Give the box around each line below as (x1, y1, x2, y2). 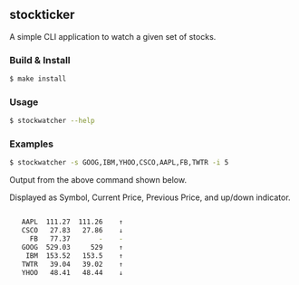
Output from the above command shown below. (9, 175, 188, 185)
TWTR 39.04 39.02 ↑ (21, 260, 124, 269)
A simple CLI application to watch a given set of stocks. (9, 31, 217, 42)
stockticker (9, 7, 75, 23)
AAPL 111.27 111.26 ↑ (21, 217, 124, 227)
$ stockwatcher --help (9, 117, 95, 126)
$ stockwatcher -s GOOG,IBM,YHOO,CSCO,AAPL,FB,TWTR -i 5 (9, 158, 229, 167)
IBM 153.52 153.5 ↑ (25, 251, 124, 261)
